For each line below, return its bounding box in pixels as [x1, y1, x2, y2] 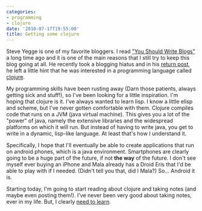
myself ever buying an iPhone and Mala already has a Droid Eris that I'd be [6, 161, 191, 168]
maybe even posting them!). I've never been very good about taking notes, [6, 192, 192, 199]
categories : [6, 8, 36, 15]
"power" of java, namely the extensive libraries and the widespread [6, 117, 174, 124]
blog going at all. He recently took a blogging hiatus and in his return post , [6, 61, 191, 68]
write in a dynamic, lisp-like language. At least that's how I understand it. [6, 130, 187, 137]
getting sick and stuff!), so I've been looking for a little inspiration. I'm [6, 92, 178, 99]
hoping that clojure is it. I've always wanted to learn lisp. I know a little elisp [6, 98, 193, 105]
